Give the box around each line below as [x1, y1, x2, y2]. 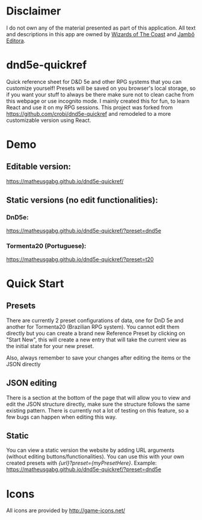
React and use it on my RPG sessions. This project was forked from [6, 104, 173, 111]
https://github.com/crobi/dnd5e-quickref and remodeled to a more [6, 110, 171, 117]
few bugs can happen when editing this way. [6, 413, 117, 420]
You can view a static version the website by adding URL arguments [6, 446, 174, 454]
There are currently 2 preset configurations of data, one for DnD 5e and [6, 317, 184, 324]
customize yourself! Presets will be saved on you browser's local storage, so [6, 84, 196, 92]
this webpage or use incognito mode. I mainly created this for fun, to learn [6, 97, 190, 104]
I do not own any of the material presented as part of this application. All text [6, 24, 196, 31]
